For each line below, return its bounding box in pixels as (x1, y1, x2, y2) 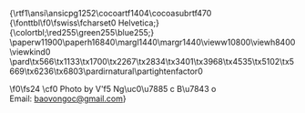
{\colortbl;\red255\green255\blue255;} (9, 27, 155, 37)
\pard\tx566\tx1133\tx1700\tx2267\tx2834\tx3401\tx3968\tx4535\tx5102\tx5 (9, 56, 294, 67)
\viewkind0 (9, 46, 51, 57)
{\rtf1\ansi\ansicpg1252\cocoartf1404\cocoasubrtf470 (9, 8, 212, 18)
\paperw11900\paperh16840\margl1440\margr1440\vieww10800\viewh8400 (9, 36, 296, 47)
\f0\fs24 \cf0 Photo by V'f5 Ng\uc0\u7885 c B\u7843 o (9, 84, 217, 94)
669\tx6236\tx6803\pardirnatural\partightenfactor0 (9, 66, 203, 77)
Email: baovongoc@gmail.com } (9, 93, 127, 104)
